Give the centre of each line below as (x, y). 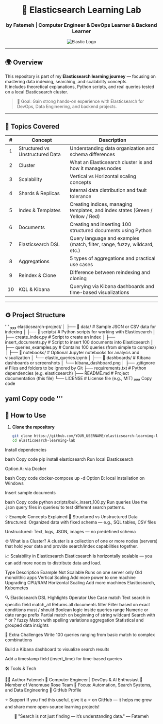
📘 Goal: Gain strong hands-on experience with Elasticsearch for (81, 101)
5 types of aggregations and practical (113, 258)
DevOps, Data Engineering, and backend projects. (67, 107)
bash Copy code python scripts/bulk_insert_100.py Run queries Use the (76, 502)
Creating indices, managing (101, 204)
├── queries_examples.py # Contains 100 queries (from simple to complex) (81, 347)
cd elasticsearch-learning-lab (44, 440)
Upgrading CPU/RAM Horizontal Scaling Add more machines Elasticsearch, (80, 582)
